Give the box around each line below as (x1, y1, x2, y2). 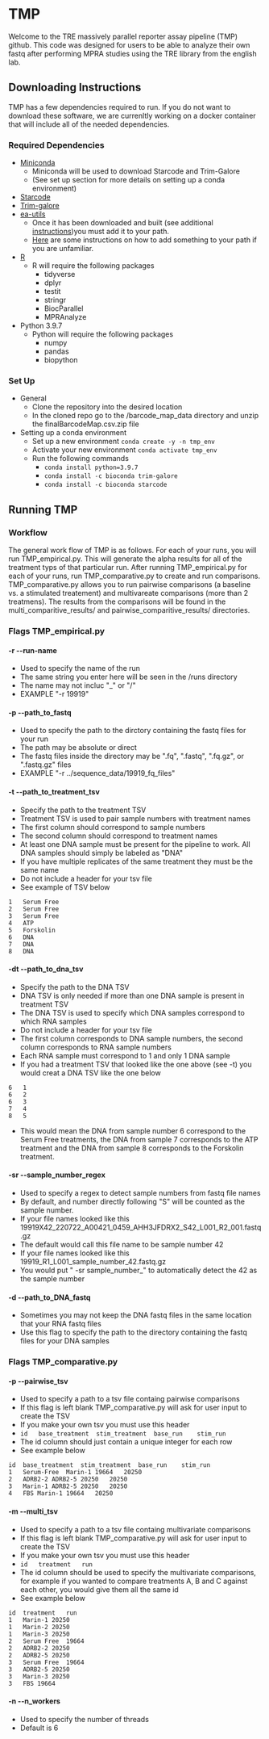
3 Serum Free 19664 (8, 1658, 85, 1666)
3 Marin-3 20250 (8, 1672, 70, 1680)
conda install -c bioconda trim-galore (43, 472, 179, 480)
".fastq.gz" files (19, 760, 72, 769)
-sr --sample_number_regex (8, 1170, 106, 1180)
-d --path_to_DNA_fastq (8, 1293, 91, 1302)
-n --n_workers (8, 1696, 60, 1706)
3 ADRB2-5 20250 (8, 1665, 70, 1674)
